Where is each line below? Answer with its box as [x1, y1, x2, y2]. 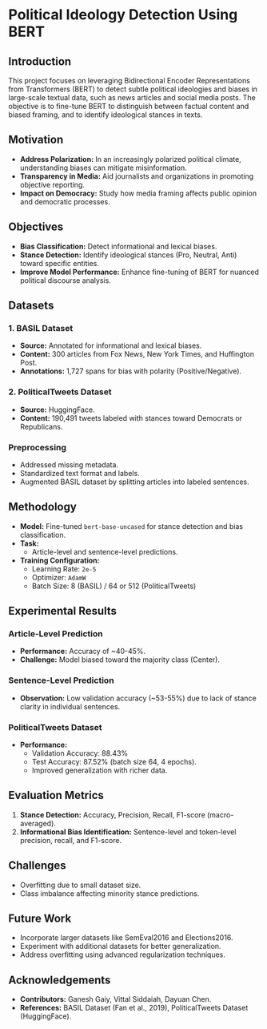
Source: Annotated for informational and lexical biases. [19, 341, 202, 350]
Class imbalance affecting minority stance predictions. [19, 888, 200, 898]
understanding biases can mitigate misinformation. [19, 163, 187, 172]
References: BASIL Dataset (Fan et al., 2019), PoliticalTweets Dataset [19, 1003, 249, 1013]
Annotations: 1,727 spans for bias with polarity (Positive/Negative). [19, 366, 242, 376]
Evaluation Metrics [8, 789, 104, 802]
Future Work [8, 912, 72, 926]
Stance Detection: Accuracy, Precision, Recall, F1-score [19, 809, 205, 819]
